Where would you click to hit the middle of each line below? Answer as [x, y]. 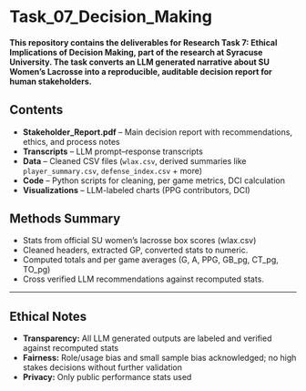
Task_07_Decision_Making [111, 17]
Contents [36, 110]
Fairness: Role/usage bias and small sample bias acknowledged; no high [159, 358]
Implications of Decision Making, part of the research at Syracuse [136, 52]
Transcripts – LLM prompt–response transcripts [112, 151]
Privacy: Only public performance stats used [107, 377]
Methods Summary [65, 218]
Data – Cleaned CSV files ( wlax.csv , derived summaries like [135, 160]
